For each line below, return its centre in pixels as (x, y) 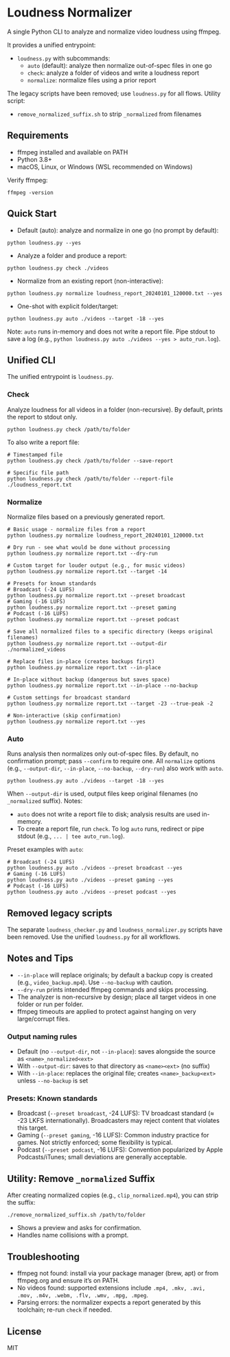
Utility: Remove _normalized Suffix (81, 1179)
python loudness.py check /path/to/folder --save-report (90, 461)
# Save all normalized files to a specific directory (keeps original (110, 631)
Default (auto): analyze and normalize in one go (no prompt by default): (118, 230)
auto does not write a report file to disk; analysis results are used (108, 814)
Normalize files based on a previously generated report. (86, 517)
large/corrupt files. (43, 1019)
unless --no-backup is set (53, 1081)
